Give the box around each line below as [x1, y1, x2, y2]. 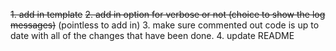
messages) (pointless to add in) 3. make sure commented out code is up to [10, 19, 320, 31]
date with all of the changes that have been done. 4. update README [10, 30, 295, 41]
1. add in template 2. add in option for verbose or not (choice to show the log [10, 9, 326, 20]
